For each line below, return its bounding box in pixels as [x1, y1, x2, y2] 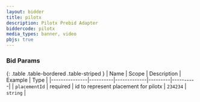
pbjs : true [6, 37, 34, 43]
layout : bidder [6, 8, 45, 15]
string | [6, 89, 26, 97]
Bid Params [6, 56, 40, 65]
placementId [14, 84, 45, 90]
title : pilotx [6, 14, 42, 20]
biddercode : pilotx [6, 25, 55, 32]
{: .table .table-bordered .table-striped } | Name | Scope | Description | [6, 70, 181, 77]
